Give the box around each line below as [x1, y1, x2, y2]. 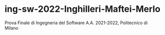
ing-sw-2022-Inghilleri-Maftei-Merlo [4, 3, 161, 15]
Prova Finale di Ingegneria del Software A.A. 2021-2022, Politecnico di [4, 20, 148, 26]
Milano [4, 25, 18, 31]
